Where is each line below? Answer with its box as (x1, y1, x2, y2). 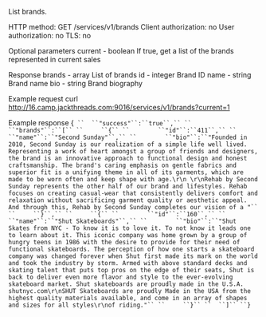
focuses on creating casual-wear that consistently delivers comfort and (8, 189, 259, 197)
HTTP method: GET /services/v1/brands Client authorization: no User (8, 22, 235, 31)
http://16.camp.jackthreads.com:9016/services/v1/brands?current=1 (8, 103, 230, 112)
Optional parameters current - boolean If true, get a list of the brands (8, 46, 234, 55)
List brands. (8, 7, 48, 16)
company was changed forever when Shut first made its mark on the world (8, 252, 259, 260)
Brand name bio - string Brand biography (8, 79, 143, 88)
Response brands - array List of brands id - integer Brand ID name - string (8, 70, 252, 79)
